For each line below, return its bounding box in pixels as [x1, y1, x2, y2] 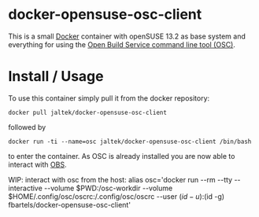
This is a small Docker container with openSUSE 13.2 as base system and [8, 31, 246, 41]
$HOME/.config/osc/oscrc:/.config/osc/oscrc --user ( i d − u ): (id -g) [8, 191, 225, 201]
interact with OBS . [8, 160, 67, 169]
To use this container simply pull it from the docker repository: [8, 93, 210, 103]
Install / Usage [8, 68, 104, 86]
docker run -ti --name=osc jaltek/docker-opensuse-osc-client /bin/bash [8, 138, 252, 145]
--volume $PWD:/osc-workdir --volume [44, 183, 173, 193]
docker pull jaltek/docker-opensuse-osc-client [8, 108, 168, 116]
